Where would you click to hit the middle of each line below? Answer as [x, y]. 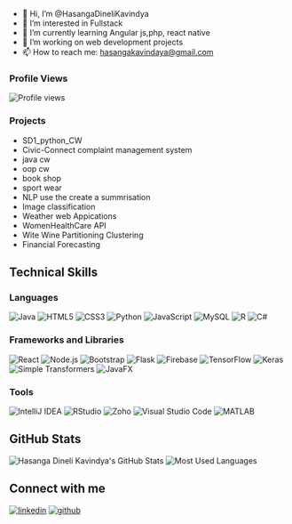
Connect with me [58, 489]
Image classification [59, 206]
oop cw [36, 168]
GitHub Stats [45, 439]
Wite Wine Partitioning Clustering [83, 235]
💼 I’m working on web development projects [103, 42]
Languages [34, 297]
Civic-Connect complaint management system [107, 149]
